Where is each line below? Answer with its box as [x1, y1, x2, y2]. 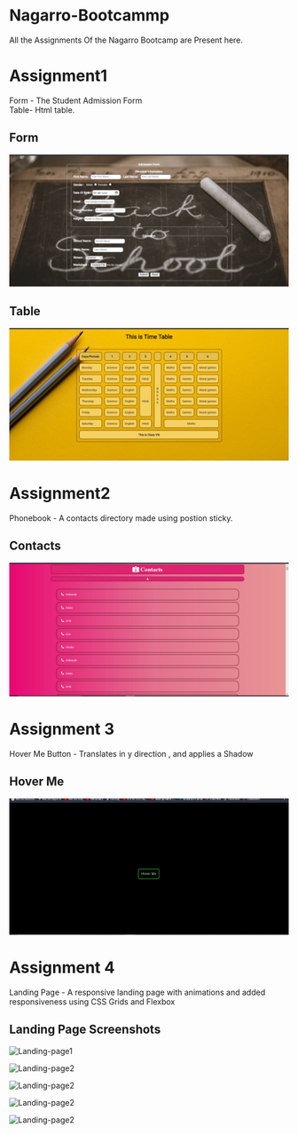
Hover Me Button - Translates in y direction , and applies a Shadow [9, 748, 255, 759]
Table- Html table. [9, 104, 75, 115]
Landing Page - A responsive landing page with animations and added [9, 987, 266, 997]
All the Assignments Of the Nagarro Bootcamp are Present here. [9, 35, 244, 45]
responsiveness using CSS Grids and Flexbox [9, 996, 176, 1007]
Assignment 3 [9, 720, 115, 739]
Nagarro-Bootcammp [9, 5, 170, 26]
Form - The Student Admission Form [9, 95, 143, 106]
